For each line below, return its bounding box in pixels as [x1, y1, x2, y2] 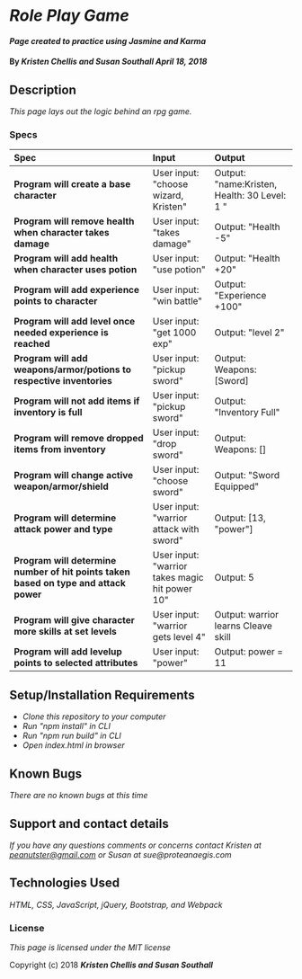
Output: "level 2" [214, 326, 285, 339]
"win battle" [152, 295, 203, 307]
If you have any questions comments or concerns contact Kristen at [9, 840, 262, 850]
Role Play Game [9, 5, 130, 26]
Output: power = [214, 645, 283, 658]
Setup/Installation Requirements [9, 687, 195, 702]
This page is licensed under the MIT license [9, 942, 171, 953]
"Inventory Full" [214, 406, 280, 419]
